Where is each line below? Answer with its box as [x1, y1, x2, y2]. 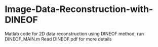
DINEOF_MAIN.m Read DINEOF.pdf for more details [5, 36, 112, 42]
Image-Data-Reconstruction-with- [5, 3, 153, 15]
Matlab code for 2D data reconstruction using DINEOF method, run [5, 30, 144, 36]
